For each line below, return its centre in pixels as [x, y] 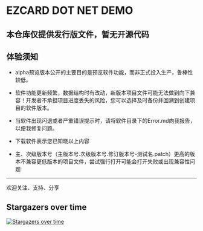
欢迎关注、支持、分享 [33, 187]
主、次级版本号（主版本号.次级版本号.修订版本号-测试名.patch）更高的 [102, 154]
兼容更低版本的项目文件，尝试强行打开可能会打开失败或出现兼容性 [108, 161]
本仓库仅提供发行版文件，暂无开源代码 [78, 34]
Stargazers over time [47, 207]
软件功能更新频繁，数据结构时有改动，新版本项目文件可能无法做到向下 [102, 93]
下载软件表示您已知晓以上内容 [52, 141]
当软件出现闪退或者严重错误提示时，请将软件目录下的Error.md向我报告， [105, 121]
